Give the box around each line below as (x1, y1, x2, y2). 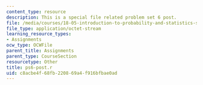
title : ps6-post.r (6, 64, 53, 71)
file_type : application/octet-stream (6, 25, 101, 32)
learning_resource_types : (6, 31, 71, 37)
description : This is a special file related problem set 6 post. (6, 14, 177, 20)
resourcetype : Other (6, 59, 59, 65)
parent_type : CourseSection (6, 53, 77, 59)
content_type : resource (6, 8, 66, 15)
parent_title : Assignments (6, 48, 74, 54)
